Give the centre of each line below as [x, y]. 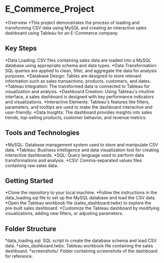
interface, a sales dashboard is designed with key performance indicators [80, 96]
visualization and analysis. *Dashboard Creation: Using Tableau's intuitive [80, 91]
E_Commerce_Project [50, 9]
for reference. [19, 256]
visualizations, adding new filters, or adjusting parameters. [64, 214]
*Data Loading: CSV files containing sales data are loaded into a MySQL [78, 60]
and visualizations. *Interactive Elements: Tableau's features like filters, [77, 102]
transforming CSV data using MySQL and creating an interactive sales [76, 27]
